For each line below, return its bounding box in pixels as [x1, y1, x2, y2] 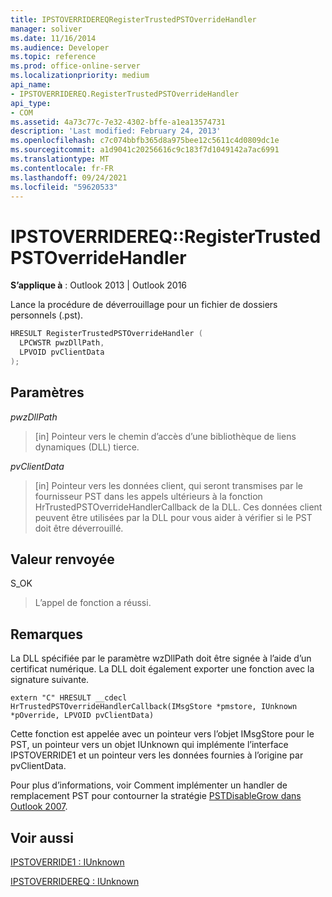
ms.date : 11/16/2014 [10, 33, 97, 43]
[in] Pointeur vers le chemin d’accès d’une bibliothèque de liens [34, 430, 297, 442]
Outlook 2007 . [10, 801, 68, 813]
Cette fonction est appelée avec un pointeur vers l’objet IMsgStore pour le [10, 728, 315, 740]
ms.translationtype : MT [10, 154, 110, 164]
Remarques [10, 626, 84, 643]
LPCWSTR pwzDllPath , [19, 338, 105, 348]
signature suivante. [10, 674, 90, 686]
